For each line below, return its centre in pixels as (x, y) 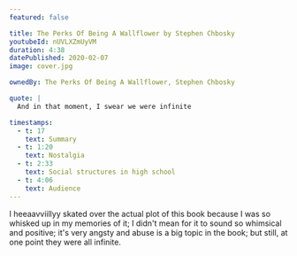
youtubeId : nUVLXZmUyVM (53, 42)
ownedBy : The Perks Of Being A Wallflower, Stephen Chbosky (122, 82)
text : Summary (51, 139)
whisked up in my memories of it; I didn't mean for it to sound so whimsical (145, 223)
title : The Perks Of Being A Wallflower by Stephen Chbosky (122, 33)
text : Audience (53, 188)
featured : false (39, 17)
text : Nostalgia (55, 156)
